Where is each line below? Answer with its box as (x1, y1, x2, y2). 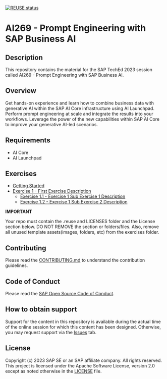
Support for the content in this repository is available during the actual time (5, 318, 161, 324)
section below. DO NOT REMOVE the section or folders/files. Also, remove (5, 224, 159, 230)
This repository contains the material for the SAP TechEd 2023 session (5, 67, 152, 73)
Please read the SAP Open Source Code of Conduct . (5, 291, 115, 297)
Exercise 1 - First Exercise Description (12, 188, 91, 194)
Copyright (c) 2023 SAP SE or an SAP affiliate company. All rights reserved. (5, 357, 162, 363)
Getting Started (12, 183, 44, 189)
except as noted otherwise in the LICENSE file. (5, 368, 102, 374)
